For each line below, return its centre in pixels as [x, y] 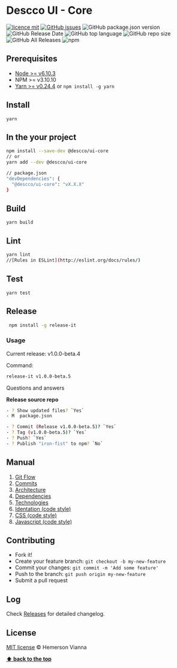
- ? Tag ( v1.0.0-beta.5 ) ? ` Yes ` [46, 433]
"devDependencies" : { [33, 179]
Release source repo [32, 399]
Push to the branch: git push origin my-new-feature [80, 574]
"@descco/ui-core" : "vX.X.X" [48, 184]
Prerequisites [32, 59]
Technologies [32, 502]
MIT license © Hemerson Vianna [46, 648]
